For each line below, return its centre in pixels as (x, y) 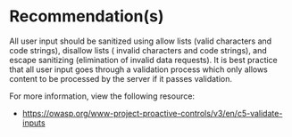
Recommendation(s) (87, 16)
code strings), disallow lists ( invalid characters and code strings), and (138, 50)
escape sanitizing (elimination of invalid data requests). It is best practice (144, 60)
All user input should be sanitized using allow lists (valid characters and (141, 41)
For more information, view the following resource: (102, 96)
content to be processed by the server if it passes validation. (121, 78)
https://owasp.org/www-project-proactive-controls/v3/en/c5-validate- (152, 113)
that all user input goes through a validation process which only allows (138, 69)
